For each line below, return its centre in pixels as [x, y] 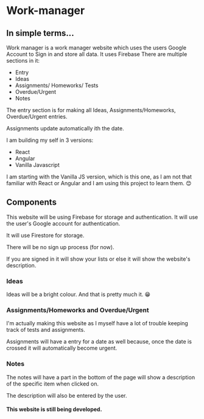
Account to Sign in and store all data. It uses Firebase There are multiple [97, 54]
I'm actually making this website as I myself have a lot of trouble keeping [97, 323]
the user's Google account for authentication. [63, 224]
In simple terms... [40, 33]
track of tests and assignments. [46, 330]
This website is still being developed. [54, 409]
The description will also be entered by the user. [67, 395]
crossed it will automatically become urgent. [62, 348]
